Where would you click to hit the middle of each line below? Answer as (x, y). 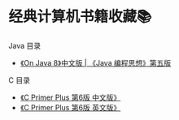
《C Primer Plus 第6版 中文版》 (70, 97)
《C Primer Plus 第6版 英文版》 (70, 107)
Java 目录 (25, 45)
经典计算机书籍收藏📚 (80, 17)
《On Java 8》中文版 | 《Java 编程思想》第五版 (96, 62)
